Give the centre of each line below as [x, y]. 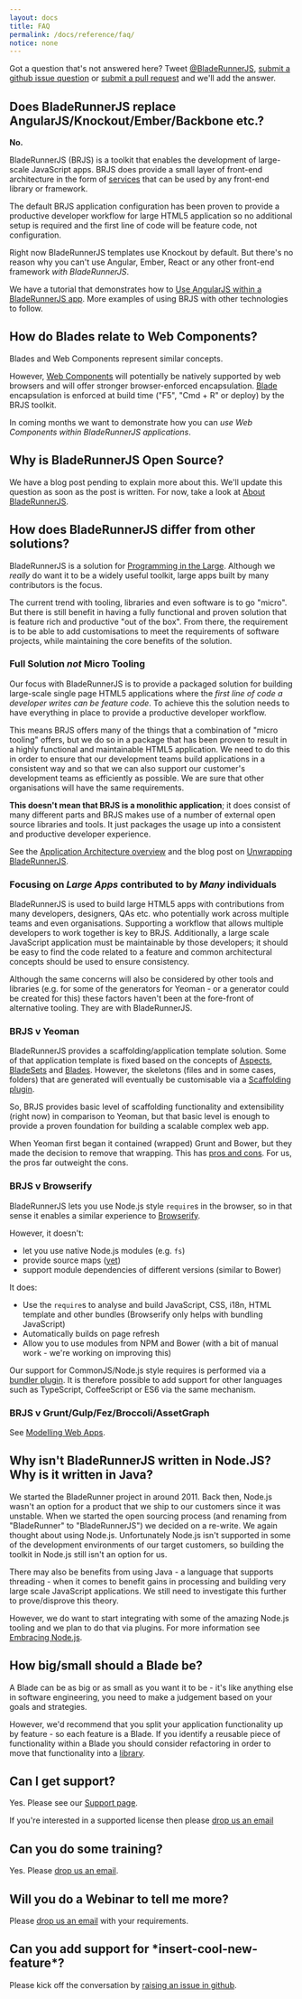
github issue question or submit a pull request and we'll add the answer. [143, 79]
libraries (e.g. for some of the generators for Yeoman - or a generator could [149, 989]
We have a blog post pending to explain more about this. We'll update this [146, 482]
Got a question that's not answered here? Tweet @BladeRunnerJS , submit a [150, 69]
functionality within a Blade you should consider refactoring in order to [140, 1743]
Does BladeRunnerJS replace [93, 106]
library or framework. [49, 189]
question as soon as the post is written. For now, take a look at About [137, 491]
